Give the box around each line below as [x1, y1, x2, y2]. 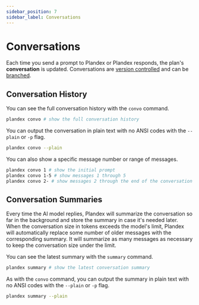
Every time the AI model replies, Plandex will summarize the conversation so [6, 210, 193, 217]
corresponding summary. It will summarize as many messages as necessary [6, 236, 193, 243]
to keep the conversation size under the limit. [6, 242, 117, 249]
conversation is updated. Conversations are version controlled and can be [6, 66, 189, 73]
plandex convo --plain [6, 145, 62, 151]
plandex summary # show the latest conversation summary [6, 265, 150, 271]
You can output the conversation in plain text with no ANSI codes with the [6, 127, 187, 134]
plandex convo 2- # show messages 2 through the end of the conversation [6, 178, 193, 184]
